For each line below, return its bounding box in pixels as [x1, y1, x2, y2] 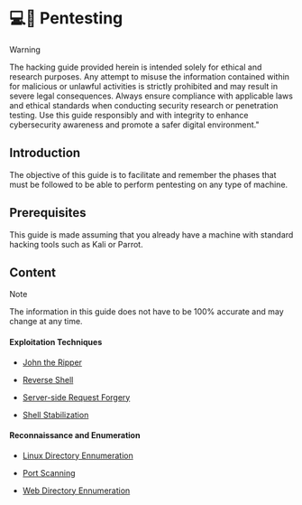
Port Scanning [22, 467, 76, 478]
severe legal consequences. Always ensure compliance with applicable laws [9, 90, 293, 101]
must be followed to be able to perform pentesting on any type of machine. [9, 179, 288, 190]
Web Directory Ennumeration [22, 485, 131, 496]
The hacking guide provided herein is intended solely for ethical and [9, 61, 262, 72]
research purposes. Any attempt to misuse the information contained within [9, 70, 290, 82]
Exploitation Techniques [9, 336, 103, 347]
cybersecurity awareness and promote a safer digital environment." [9, 119, 260, 130]
